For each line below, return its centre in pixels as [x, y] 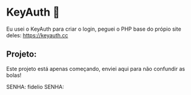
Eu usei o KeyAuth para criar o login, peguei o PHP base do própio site [94, 29]
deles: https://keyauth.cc [37, 35]
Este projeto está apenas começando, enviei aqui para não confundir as [96, 69]
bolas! [14, 75]
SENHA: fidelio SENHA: [35, 87]
